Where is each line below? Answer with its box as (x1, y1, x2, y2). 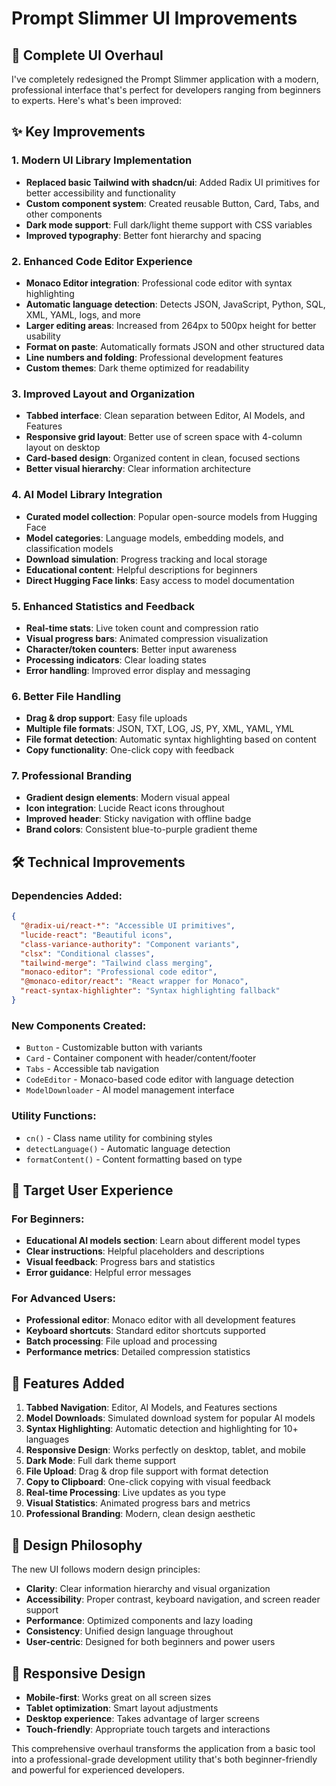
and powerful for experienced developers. (11, 1763, 185, 1776)
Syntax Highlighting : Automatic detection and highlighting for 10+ (25, 1423, 299, 1435)
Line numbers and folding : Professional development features (25, 351, 284, 363)
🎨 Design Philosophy (11, 1537, 143, 1554)
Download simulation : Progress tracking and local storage (25, 553, 268, 565)
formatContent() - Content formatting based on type (25, 1153, 243, 1165)
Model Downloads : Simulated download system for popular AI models (25, 1412, 316, 1424)
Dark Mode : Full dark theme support (25, 1455, 177, 1467)
